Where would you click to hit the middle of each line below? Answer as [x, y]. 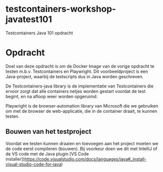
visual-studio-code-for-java [33, 164]
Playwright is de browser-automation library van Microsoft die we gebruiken [82, 106]
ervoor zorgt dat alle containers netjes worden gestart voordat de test [76, 91]
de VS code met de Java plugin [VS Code [47, 154]
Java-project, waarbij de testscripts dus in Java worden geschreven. [74, 76]
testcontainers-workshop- [61, 9]
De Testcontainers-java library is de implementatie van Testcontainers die [80, 86]
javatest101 [29, 19]
